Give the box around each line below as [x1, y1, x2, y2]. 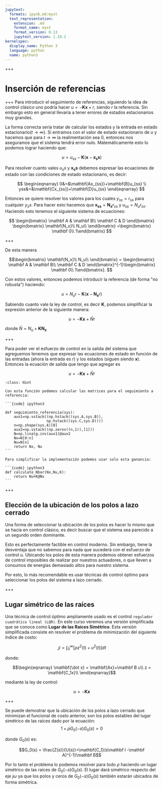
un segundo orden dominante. [5, 532, 66, 538]
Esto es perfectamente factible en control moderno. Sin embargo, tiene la [5, 541, 152, 547]
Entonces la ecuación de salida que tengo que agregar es [5, 361, 121, 367]
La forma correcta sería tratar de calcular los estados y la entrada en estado [5, 124, 158, 130]
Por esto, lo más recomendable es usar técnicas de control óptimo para [5, 572, 148, 578]
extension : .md [14, 21, 45, 26]
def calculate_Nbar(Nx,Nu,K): [5, 470, 67, 475]
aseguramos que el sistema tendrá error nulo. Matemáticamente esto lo [5, 140, 148, 145]
